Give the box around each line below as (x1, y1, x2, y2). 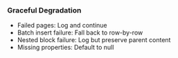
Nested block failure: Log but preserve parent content (17, 36, 171, 44)
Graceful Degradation (7, 6, 82, 15)
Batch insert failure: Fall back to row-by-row (17, 28, 143, 37)
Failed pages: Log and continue (17, 21, 107, 30)
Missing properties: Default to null (17, 43, 114, 52)
